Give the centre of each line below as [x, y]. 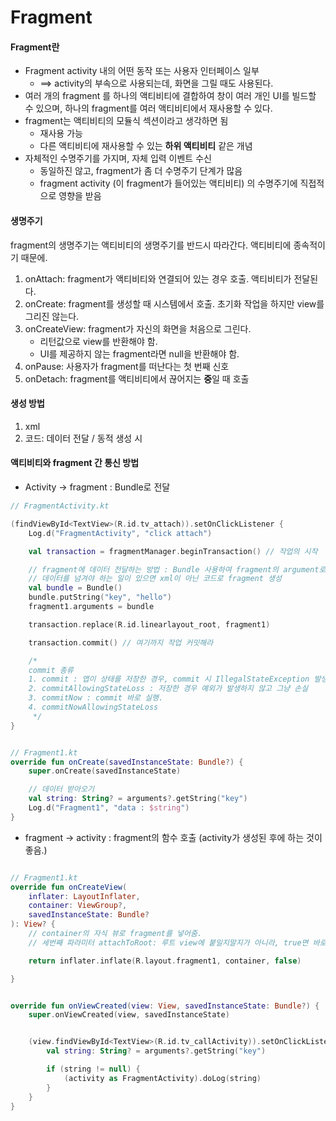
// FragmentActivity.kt [60, 506]
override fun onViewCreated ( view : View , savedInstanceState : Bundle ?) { [165, 1006]
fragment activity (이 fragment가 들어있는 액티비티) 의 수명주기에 [168, 183]
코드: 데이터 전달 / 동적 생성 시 [83, 438]
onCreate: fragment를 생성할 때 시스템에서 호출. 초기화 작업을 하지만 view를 [174, 303]
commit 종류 [51, 670]
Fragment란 [35, 47]
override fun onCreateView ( [69, 887]
